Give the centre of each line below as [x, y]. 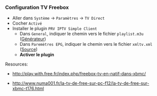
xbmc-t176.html [28, 89]
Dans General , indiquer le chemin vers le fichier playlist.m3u [82, 34]
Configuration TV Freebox [37, 7]
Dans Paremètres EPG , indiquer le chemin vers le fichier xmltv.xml [86, 44]
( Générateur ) [33, 39]
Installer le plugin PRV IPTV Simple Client [55, 29]
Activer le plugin [37, 55]
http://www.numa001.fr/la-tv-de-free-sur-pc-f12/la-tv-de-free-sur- [81, 83]
